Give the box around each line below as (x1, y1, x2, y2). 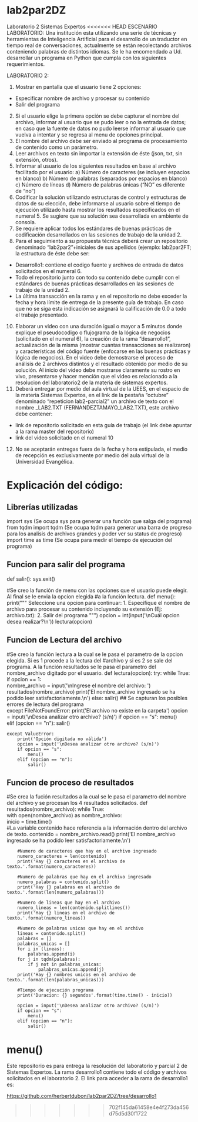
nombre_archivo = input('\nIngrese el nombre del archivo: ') (6, 682, 151, 689)
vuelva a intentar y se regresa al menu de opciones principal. (15, 131, 163, 138)
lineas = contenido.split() (17, 931, 86, 937)
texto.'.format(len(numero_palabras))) (6, 890, 105, 895)
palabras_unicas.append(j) (38, 967, 105, 973)
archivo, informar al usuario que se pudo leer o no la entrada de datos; (15, 118, 186, 125)
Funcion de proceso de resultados (6, 777, 135, 787)
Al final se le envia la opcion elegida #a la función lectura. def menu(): (6, 592, 176, 600)
